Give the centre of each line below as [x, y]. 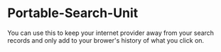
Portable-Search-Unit [73, 13]
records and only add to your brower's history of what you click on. [106, 40]
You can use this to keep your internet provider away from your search [111, 33]
